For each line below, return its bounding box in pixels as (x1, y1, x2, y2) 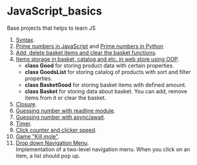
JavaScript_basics (7, 4, 102, 18)
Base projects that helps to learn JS (7, 24, 96, 32)
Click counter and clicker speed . (15, 126, 97, 133)
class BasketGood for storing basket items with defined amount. (24, 81, 187, 89)
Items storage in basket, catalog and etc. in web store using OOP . (15, 55, 179, 62)
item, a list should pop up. (15, 152, 81, 159)
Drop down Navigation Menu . (15, 139, 90, 146)
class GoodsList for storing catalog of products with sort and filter (24, 68, 191, 75)
